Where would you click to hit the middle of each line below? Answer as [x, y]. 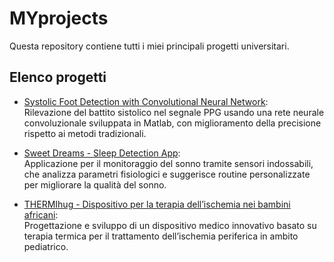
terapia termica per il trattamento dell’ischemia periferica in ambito [161, 236]
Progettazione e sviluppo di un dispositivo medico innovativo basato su [170, 225]
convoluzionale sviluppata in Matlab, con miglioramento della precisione [172, 123]
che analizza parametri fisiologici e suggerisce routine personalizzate [167, 174]
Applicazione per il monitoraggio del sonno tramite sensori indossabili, [168, 163]
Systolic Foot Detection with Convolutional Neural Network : [146, 101]
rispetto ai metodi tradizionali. [85, 133]
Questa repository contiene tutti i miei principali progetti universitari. [149, 46]
